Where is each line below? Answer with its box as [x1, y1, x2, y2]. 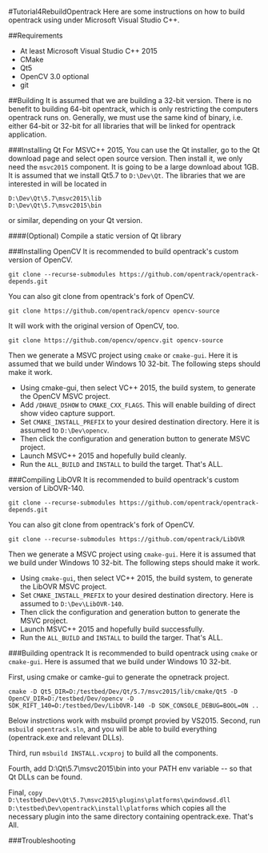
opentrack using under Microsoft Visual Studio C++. [8, 15, 180, 25]
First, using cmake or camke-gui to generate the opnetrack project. [8, 672, 230, 682]
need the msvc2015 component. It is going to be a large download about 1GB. [8, 162, 259, 171]
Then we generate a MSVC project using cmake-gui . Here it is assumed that [8, 549, 256, 559]
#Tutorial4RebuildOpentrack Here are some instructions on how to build [8, 7, 246, 16]
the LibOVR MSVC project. [19, 582, 107, 591]
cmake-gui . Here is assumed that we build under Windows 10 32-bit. [8, 657, 232, 666]
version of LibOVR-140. [8, 484, 86, 492]
